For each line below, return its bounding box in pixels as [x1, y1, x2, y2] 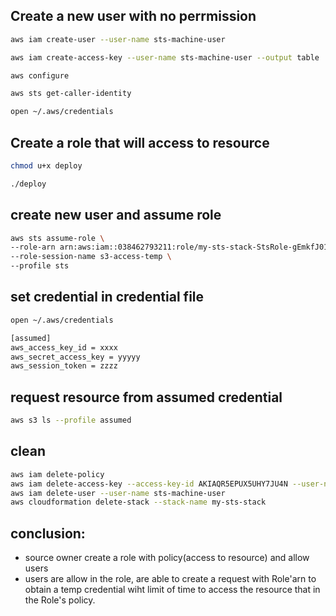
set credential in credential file [10, 289, 205, 306]
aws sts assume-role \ [10, 233, 105, 243]
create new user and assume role [10, 207, 222, 224]
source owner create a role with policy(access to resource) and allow [24, 552, 310, 564]
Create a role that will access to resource [10, 134, 270, 151]
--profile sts [10, 261, 70, 271]
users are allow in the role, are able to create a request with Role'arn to [24, 573, 317, 585]
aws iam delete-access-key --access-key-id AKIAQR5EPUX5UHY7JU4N [10, 479, 288, 489]
